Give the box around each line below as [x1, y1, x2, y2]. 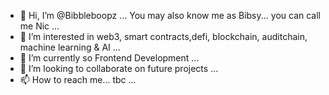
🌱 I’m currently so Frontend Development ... [19, 52, 200, 64]
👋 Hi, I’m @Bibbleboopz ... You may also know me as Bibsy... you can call [19, 10, 321, 21]
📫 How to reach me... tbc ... [19, 74, 137, 85]
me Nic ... [19, 20, 60, 32]
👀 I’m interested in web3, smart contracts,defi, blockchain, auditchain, [19, 31, 308, 42]
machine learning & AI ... [19, 41, 121, 53]
